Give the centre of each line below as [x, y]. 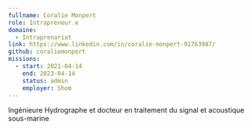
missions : [24, 59]
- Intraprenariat [44, 37]
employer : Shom [47, 88]
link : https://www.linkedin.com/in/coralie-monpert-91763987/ [112, 45]
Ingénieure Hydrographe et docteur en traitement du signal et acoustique [126, 110]
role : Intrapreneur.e [44, 23]
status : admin [45, 81]
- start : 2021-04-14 [49, 66]
